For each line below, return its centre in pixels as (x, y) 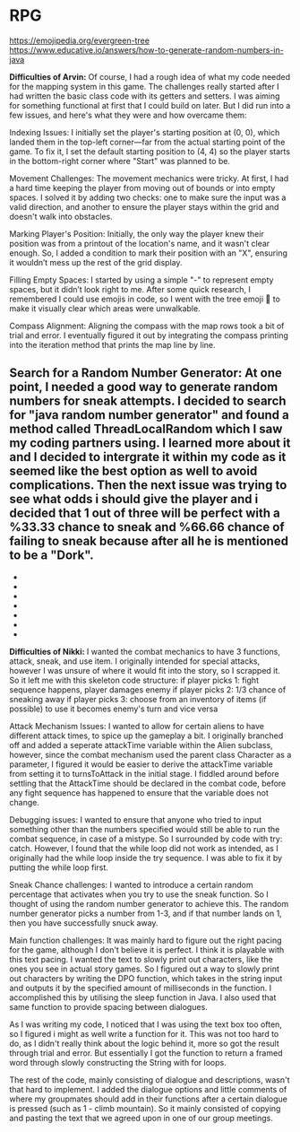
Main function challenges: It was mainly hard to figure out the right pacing (146, 940)
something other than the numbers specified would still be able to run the (145, 829)
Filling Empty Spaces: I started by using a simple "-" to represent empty (141, 280)
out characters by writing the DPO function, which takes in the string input (146, 978)
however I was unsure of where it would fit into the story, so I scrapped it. (145, 670)
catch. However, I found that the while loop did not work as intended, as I (144, 848)
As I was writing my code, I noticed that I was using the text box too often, (146, 1024)
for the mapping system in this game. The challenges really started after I (144, 86)
